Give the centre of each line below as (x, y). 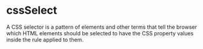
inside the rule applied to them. (45, 39)
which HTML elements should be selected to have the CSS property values (100, 33)
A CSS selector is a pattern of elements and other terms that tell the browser (102, 27)
